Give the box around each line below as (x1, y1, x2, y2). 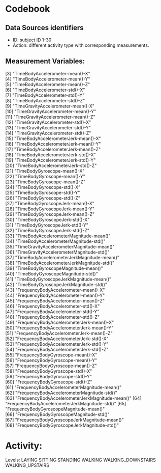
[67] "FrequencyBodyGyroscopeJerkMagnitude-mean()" (5, 416, 124, 423)
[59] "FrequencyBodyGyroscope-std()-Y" (5, 373, 92, 379)
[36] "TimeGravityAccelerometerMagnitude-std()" (5, 249, 110, 255)
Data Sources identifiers (5, 23, 84, 32)
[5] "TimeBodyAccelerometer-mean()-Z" (5, 81, 90, 87)
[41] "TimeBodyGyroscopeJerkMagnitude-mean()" (5, 276, 112, 282)
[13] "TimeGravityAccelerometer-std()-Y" (5, 124, 91, 130)
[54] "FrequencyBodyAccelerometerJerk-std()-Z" (5, 346, 109, 352)
